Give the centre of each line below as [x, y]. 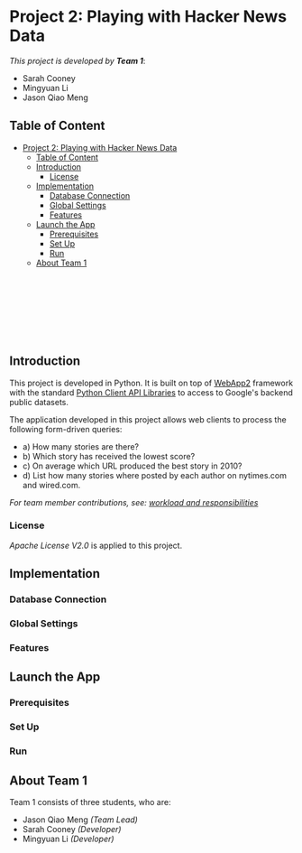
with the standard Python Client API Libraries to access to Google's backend [151, 392]
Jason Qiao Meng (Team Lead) [80, 820]
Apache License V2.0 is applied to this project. [96, 545]
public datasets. [39, 402]
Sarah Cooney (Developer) [72, 829]
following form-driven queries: [66, 429]
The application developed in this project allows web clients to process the [148, 419]
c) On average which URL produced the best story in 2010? [132, 466]
